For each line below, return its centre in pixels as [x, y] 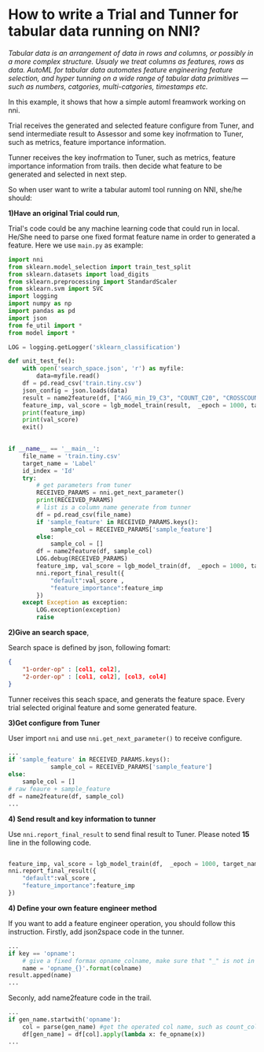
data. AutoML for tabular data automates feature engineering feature [121, 69]
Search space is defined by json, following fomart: [90, 648]
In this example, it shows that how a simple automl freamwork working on [127, 102]
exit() [33, 427]
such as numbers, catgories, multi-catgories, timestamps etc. [108, 86]
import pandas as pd [42, 311]
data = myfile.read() [68, 376]
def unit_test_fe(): [42, 361]
